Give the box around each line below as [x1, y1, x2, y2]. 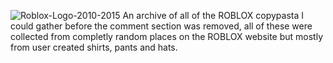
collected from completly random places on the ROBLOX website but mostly [10, 31, 324, 42]
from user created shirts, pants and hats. [10, 41, 178, 53]
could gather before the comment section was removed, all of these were [10, 20, 313, 32]
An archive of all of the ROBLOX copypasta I [122, 10, 304, 21]
